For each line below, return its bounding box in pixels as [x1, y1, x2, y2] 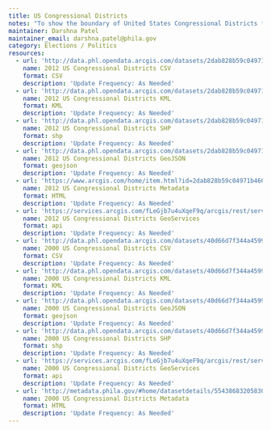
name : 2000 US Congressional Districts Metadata [23, 395, 190, 403]
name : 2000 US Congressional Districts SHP [23, 334, 172, 343]
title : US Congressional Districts [8, 11, 128, 20]
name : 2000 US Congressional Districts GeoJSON [23, 304, 186, 312]
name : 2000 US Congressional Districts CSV [23, 244, 172, 253]
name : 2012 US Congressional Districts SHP [23, 124, 172, 132]
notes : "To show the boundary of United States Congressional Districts [8, 19, 258, 27]
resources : [8, 49, 45, 57]
